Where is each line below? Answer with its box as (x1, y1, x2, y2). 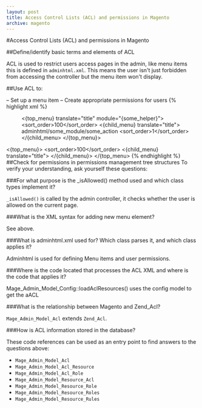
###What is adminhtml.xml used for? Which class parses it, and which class (6, 237, 197, 244)
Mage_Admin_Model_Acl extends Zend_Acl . (6, 315, 107, 322)
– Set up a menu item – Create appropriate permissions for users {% (6, 96, 177, 104)
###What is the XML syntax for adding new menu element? (6, 213, 155, 221)
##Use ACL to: (6, 85, 43, 92)
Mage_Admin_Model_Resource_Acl (15, 377, 95, 383)
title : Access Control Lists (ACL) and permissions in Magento (6, 15, 170, 21)
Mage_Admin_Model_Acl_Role (15, 370, 84, 376)
